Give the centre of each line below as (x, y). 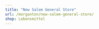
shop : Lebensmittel (25, 19)
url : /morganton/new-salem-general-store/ (49, 14)
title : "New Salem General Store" (41, 10)
